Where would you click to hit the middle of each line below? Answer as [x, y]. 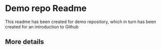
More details [24, 42]
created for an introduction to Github [42, 26]
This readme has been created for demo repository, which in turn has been [81, 22]
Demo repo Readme [46, 8]
